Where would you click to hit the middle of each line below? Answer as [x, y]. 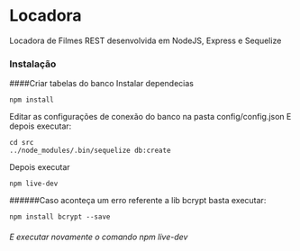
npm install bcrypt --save [60, 217]
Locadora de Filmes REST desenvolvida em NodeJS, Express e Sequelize [145, 40]
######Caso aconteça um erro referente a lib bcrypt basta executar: [138, 201]
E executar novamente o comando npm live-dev [99, 237]
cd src [22, 143]
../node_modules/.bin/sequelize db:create [90, 151]
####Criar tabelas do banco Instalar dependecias [101, 84]
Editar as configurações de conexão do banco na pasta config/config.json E [150, 117]
